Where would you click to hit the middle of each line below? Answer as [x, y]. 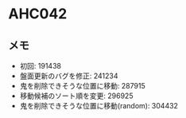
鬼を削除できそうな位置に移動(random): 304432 [99, 106]
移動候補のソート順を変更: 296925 [76, 96]
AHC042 [38, 14]
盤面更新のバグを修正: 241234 [69, 76]
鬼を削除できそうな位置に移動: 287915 [82, 86]
